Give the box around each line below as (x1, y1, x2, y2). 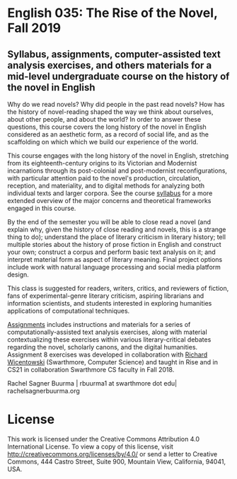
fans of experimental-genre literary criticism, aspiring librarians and (7, 292, 204, 300)
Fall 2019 (7, 20, 62, 36)
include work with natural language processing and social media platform (7, 263, 221, 271)
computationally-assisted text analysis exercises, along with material (7, 328, 207, 336)
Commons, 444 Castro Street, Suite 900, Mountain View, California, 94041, (7, 457, 226, 466)
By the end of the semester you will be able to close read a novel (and (7, 218, 211, 226)
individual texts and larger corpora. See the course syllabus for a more (7, 189, 213, 197)
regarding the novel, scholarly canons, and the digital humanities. (7, 343, 198, 351)
